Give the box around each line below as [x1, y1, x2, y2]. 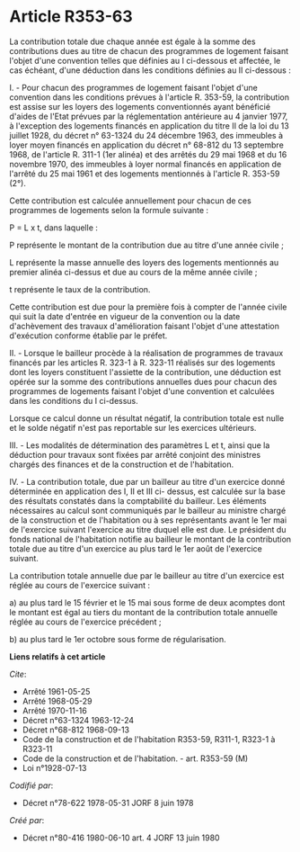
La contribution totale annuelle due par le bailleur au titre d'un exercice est [9, 569, 285, 581]
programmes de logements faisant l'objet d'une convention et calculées [9, 385, 276, 397]
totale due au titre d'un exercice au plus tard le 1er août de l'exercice [9, 543, 262, 554]
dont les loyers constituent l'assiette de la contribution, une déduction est [9, 366, 281, 377]
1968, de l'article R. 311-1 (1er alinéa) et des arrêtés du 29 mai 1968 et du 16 [9, 148, 287, 159]
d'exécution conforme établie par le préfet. [9, 330, 168, 341]
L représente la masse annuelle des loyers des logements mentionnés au [9, 256, 279, 267]
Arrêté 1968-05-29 [22, 695, 93, 706]
